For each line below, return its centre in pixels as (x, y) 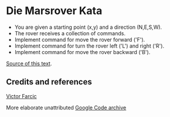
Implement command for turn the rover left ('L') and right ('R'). (89, 46)
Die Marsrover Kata (54, 11)
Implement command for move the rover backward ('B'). (82, 52)
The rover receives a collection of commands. (70, 33)
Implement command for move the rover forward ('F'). (80, 39)
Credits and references (49, 82)
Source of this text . (29, 63)
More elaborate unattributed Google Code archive (66, 108)
